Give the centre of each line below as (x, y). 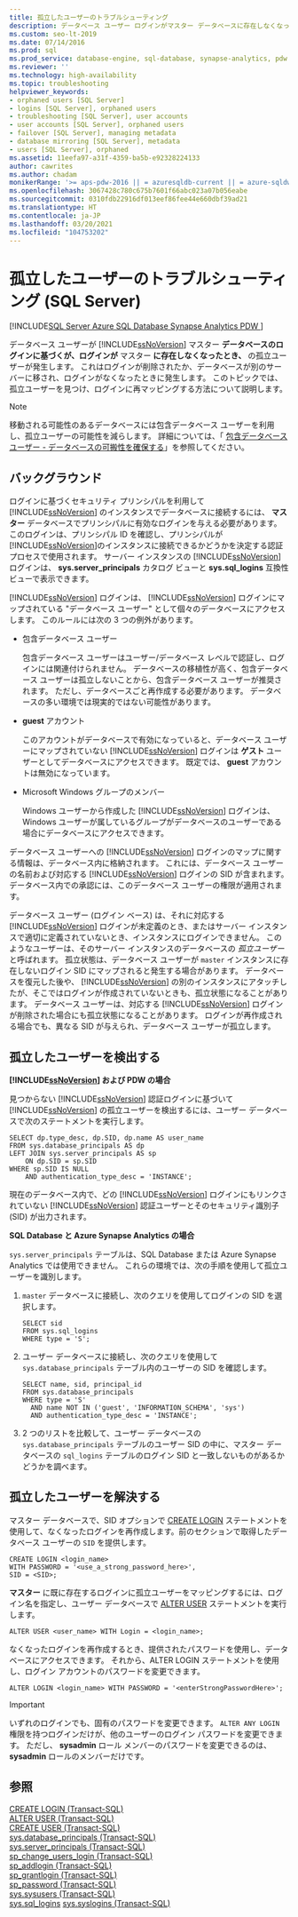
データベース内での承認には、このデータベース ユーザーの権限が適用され (142, 886)
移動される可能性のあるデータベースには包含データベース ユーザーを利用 (142, 425)
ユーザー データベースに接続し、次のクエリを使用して (120, 1356)
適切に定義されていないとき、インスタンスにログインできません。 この (153, 937)
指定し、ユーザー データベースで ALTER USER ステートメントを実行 (163, 1603)
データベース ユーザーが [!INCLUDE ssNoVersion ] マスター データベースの (143, 345)
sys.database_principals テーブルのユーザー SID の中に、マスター (143, 1444)
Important (27, 1704)
